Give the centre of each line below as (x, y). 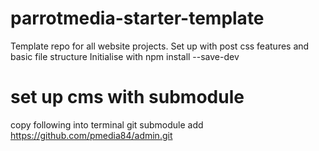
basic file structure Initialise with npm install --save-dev (125, 56)
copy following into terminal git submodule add (107, 124)
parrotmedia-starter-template (137, 18)
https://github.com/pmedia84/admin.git (91, 135)
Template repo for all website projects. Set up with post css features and (160, 46)
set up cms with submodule (127, 97)
